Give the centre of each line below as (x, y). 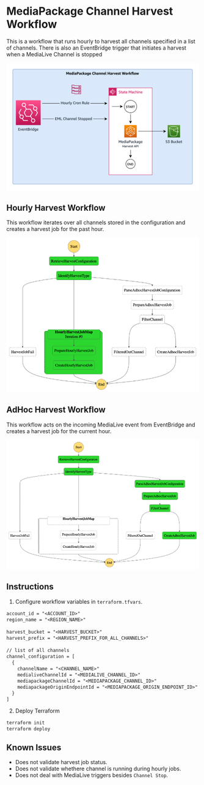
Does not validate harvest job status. (61, 762)
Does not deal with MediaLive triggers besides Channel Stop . (92, 775)
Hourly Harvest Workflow (56, 207)
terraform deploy (28, 729)
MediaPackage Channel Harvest (90, 11)
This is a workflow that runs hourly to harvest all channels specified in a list (101, 41)
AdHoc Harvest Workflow (56, 410)
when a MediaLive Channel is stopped (54, 54)
